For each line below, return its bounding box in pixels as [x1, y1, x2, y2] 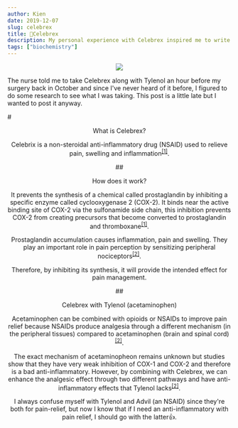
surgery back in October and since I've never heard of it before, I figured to [7, 84, 227, 92]
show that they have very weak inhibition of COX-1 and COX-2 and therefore [8, 360, 231, 368]
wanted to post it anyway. [7, 99, 83, 107]
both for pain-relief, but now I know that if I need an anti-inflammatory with [10, 405, 229, 413]
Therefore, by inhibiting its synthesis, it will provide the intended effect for [11, 265, 227, 274]
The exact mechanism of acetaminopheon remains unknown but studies [13, 352, 225, 360]
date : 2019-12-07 [7, 17, 59, 24]
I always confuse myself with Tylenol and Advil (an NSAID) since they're [13, 397, 225, 406]
